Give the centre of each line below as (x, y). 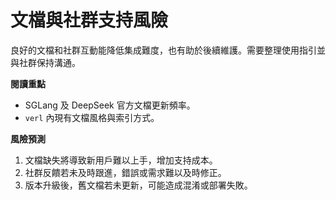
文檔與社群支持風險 (89, 20)
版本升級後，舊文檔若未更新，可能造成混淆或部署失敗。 (138, 185)
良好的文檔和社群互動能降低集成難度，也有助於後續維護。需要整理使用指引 (163, 50)
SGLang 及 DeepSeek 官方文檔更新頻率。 (110, 105)
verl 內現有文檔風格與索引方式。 (92, 117)
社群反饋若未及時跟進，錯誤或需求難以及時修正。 (125, 172)
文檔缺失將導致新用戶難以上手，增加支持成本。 (121, 160)
